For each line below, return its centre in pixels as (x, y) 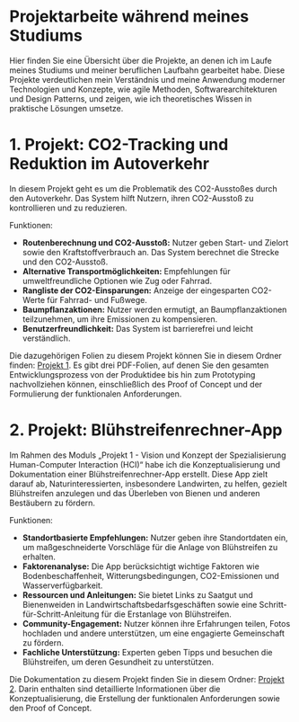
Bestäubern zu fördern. (53, 503)
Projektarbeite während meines (129, 17)
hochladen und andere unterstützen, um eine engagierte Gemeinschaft (154, 633)
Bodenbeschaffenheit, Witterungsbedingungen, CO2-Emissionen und (151, 575)
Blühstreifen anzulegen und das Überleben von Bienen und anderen (135, 493)
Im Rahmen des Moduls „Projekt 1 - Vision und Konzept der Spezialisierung (148, 455)
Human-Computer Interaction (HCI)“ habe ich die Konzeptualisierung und (145, 464)
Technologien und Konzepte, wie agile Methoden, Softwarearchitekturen (143, 89)
